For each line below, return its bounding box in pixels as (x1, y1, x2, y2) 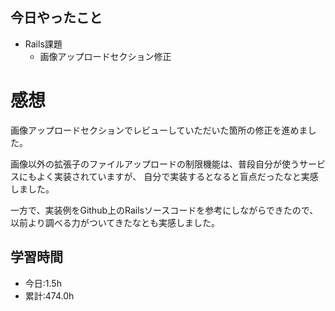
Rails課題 (24, 38, 63, 50)
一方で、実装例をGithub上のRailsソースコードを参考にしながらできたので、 (10, 204, 319, 216)
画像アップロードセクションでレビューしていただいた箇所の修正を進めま (10, 124, 308, 136)
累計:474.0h (24, 289, 75, 302)
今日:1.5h (24, 277, 62, 289)
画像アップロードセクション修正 (39, 50, 172, 62)
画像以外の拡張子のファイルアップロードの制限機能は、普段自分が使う (10, 158, 300, 170)
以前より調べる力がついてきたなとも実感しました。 (10, 216, 220, 228)
